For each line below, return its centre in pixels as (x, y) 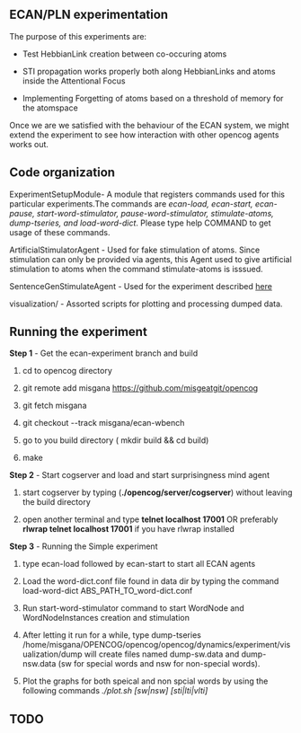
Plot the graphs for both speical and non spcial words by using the (145, 681)
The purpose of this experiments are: (78, 36)
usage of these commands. (60, 232)
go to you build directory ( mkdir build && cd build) (115, 440)
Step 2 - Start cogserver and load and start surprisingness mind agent (139, 475)
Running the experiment (79, 332)
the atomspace (50, 108)
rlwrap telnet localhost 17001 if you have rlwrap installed (128, 529)
